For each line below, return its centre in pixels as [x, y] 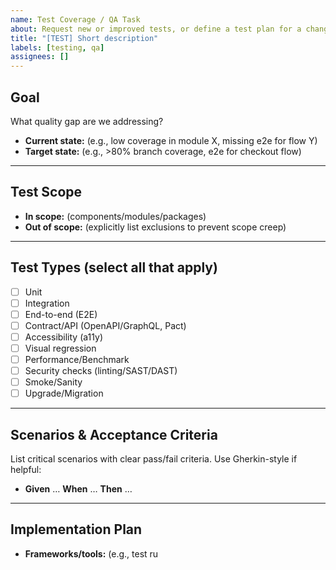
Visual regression [60, 348]
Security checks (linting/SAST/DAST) [101, 370]
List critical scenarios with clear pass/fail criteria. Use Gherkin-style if [154, 459]
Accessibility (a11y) [64, 337]
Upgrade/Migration [64, 393]
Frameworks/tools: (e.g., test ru [91, 553]
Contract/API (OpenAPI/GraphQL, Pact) [105, 325]
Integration [47, 303]
